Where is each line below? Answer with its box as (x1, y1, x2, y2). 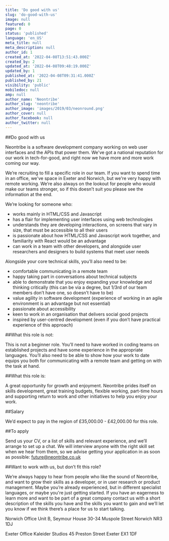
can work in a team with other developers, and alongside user (12, 243, 141, 249)
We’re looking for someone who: (5, 201, 73, 207)
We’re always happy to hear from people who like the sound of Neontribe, (5, 473, 159, 479)
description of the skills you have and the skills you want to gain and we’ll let (5, 500, 164, 506)
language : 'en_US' (5, 36, 44, 41)
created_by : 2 (5, 59, 35, 64)
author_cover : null (5, 111, 46, 116)
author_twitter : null (5, 120, 51, 125)
